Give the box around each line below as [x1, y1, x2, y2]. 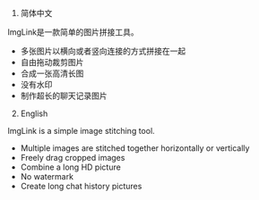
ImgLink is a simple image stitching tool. [7, 126, 155, 136]
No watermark [20, 171, 74, 181]
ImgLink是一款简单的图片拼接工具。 [7, 27, 139, 37]
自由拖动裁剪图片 [20, 57, 84, 67]
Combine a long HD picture [20, 162, 121, 172]
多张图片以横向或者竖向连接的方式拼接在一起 [20, 46, 186, 56]
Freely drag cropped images [20, 153, 125, 162]
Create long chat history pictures [20, 181, 142, 191]
